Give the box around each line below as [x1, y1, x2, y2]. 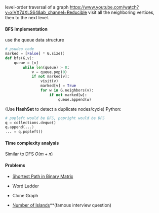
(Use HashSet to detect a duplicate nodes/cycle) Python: [5, 106, 122, 112]
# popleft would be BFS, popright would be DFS [5, 116, 105, 121]
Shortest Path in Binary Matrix [12, 173, 74, 179]
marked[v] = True [40, 84, 77, 88]
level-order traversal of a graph [5, 4, 69, 10]
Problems [5, 163, 26, 168]
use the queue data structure [5, 37, 64, 43]
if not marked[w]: [49, 92, 87, 97]
